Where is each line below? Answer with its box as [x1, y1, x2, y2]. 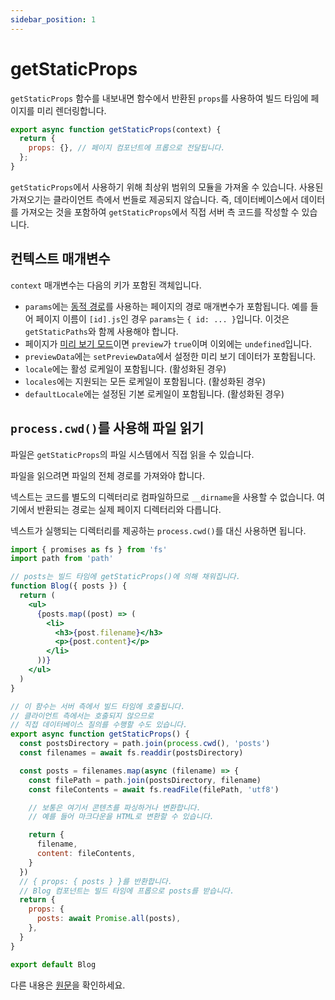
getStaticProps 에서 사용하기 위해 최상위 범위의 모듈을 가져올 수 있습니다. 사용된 [10, 181, 324, 193]
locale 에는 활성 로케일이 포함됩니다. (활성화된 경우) [24, 362, 227, 375]
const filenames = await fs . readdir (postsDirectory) [19, 748, 244, 758]
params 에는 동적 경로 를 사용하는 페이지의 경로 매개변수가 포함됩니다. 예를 [24, 300, 308, 312]
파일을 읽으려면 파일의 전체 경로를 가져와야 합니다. [10, 469, 206, 481]
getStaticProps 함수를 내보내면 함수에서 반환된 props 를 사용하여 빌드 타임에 [10, 92, 309, 104]
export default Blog [10, 959, 97, 970]
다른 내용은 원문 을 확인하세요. [10, 979, 126, 991]
